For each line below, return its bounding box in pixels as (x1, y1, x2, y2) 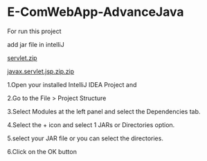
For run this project (7, 27, 62, 35)
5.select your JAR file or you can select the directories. (7, 134, 164, 142)
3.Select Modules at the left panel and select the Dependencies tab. (7, 107, 201, 115)
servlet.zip (7, 53, 37, 62)
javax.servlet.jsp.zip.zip (7, 67, 75, 75)
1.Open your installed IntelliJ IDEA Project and (7, 80, 137, 88)
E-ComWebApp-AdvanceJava (7, 4, 184, 20)
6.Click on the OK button (7, 147, 78, 155)
